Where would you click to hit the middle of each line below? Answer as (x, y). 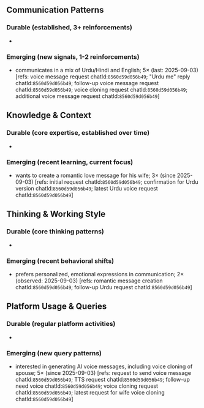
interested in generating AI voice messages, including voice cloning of (104, 366)
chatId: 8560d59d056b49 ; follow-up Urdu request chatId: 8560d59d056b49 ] (104, 287)
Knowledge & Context (49, 115)
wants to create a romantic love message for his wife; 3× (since (95, 175)
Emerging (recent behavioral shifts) (60, 261)
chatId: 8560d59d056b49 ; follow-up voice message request (87, 83)
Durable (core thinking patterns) (55, 232)
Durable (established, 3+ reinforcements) (70, 28)
